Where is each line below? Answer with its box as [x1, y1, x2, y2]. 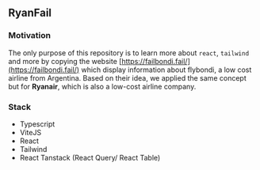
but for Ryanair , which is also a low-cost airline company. [8, 81, 197, 91]
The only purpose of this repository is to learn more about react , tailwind [8, 47, 250, 58]
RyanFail [8, 6, 52, 20]
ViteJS [19, 127, 42, 137]
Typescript [19, 119, 55, 129]
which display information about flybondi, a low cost [81, 65, 252, 74]
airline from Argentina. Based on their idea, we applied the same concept [8, 73, 247, 82]
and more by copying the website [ [8, 56, 122, 66]
